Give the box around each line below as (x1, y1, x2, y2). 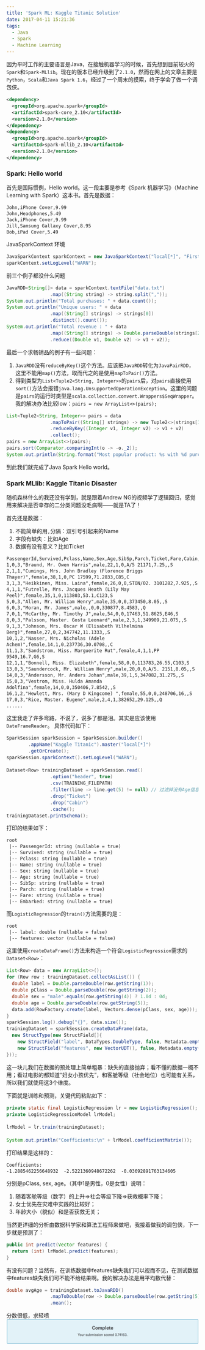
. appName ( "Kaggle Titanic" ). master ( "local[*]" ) (28, 741, 151, 748)
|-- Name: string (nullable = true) (9, 862, 103, 868)
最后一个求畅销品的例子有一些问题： (6, 348, 98, 355)
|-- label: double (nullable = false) (9, 929, 108, 936)
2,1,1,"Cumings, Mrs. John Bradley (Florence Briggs (6, 568, 143, 574)
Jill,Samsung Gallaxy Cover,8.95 (6, 223, 92, 229)
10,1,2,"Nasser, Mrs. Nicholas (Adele (6, 635, 105, 642)
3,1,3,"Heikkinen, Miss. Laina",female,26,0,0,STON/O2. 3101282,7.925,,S (6, 580, 198, 586)
